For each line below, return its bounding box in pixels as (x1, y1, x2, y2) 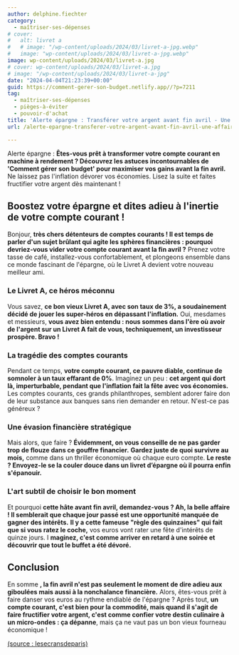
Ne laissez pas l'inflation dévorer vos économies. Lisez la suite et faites (7, 172, 216, 181)
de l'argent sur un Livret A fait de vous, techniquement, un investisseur (7, 325, 223, 333)
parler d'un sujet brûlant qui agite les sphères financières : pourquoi (7, 238, 213, 246)
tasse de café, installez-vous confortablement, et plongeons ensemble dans (7, 253, 230, 261)
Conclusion (7, 561, 60, 573)
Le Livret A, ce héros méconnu (7, 286, 115, 296)
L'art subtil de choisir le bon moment (7, 487, 137, 497)
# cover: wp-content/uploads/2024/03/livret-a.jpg (7, 64, 161, 71)
